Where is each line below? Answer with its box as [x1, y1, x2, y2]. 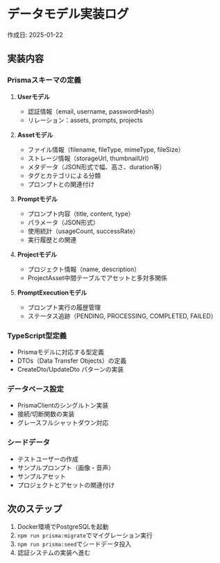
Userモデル [17, 92, 50, 101]
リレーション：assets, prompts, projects [27, 116, 143, 124]
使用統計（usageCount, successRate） [27, 227, 139, 235]
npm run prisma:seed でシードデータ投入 [17, 540, 132, 548]
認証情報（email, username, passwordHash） [27, 107, 158, 115]
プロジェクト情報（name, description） [27, 265, 141, 273]
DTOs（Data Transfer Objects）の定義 [17, 356, 127, 365]
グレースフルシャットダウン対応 [17, 419, 109, 427]
